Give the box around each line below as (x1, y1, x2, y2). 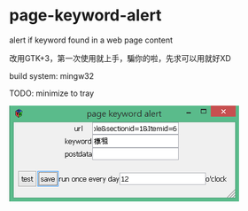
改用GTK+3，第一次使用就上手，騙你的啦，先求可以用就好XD (9, 52, 232, 63)
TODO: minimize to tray (9, 88, 95, 98)
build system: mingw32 (9, 70, 95, 81)
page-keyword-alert (9, 5, 162, 26)
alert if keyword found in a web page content (9, 35, 174, 45)
